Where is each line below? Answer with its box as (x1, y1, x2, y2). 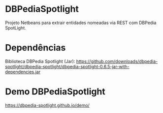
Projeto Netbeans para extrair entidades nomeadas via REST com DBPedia (5, 20, 157, 26)
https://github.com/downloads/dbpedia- (76, 58, 158, 64)
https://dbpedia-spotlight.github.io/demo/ (5, 102, 90, 108)
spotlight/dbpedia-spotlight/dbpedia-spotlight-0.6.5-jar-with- (5, 63, 130, 69)
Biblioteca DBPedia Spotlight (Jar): (5, 58, 75, 64)
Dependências (5, 42, 66, 54)
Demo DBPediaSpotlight (5, 86, 106, 97)
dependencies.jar (5, 69, 41, 75)
